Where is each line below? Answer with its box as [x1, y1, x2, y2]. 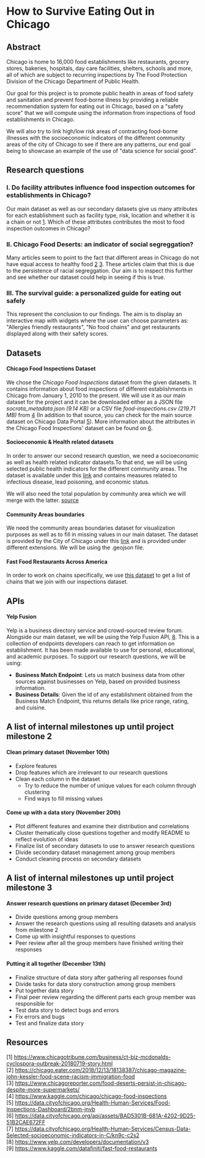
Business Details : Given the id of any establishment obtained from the [15, 691, 193, 698]
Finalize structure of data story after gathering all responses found [15, 974, 183, 981]
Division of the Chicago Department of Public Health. [6, 78, 140, 85]
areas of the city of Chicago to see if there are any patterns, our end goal [6, 141, 191, 148]
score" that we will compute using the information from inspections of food [6, 109, 196, 116]
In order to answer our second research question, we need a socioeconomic [6, 452, 199, 460]
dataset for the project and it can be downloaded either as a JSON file [6, 398, 183, 405]
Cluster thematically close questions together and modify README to [15, 829, 190, 836]
